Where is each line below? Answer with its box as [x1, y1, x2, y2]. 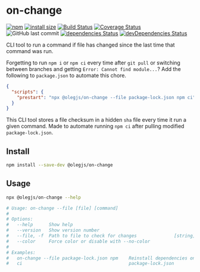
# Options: [6, 216, 33, 222]
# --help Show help [6, 222, 73, 228]
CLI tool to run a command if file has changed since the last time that [6, 41, 175, 48]
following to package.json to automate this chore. [6, 72, 127, 79]
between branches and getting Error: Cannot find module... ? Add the [6, 65, 182, 72]
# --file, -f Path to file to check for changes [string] [6, 233, 196, 239]
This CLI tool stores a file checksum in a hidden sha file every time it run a [6, 116, 186, 123]
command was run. [6, 47, 54, 54]
